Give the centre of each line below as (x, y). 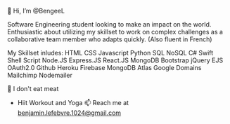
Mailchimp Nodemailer (40, 75)
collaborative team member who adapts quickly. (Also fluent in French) (110, 39)
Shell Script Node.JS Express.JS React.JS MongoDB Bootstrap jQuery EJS (115, 60)
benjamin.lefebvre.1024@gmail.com (69, 113)
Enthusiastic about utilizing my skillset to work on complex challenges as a (115, 32)
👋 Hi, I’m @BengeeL (36, 11)
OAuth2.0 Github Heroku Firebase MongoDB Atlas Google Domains (104, 68)
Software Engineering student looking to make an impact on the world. (109, 24)
